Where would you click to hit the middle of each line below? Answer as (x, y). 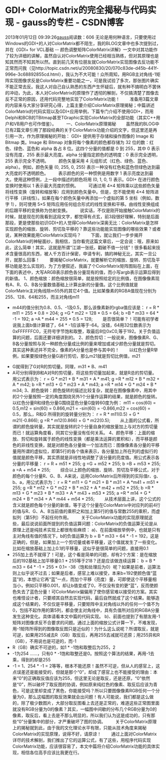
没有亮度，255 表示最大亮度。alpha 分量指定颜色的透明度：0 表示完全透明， (83, 154)
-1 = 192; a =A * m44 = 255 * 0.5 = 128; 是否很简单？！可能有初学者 (85, 319)
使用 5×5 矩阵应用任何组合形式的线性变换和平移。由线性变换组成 (93, 204)
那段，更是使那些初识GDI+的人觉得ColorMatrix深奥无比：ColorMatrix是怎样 (82, 223)
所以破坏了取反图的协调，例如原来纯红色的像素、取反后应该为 (90, 684)
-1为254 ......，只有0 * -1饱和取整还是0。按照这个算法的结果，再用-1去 (83, 653)
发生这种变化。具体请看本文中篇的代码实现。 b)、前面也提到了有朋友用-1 (86, 616)
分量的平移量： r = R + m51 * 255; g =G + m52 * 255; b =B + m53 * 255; (86, 464)
